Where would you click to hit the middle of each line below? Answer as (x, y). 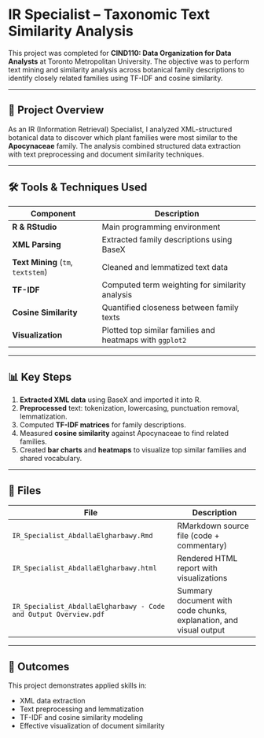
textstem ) (30, 271)
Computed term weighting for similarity (174, 285)
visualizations (202, 578)
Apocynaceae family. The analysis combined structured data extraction (125, 146)
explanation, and (207, 621)
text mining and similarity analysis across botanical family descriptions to (126, 69)
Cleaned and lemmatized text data (165, 267)
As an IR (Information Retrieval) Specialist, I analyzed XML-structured (120, 129)
